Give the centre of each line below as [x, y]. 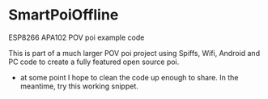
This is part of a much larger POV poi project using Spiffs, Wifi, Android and [134, 53]
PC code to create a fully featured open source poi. [94, 62]
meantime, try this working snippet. [79, 86]
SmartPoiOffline [64, 15]
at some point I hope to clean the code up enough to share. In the [129, 77]
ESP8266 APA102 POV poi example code [77, 37]
